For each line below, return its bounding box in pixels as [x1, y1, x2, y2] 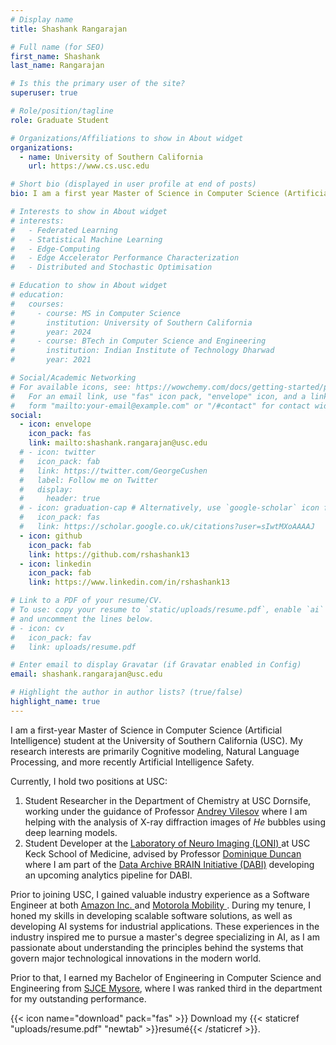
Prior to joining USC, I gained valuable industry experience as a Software [10, 888, 310, 900]
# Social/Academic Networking [10, 373, 137, 383]
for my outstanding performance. [10, 992, 147, 1005]
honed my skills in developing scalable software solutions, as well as [10, 909, 293, 921]
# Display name [10, 14, 74, 25]
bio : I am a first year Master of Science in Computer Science [10, 189, 280, 199]
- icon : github [19, 531, 83, 541]
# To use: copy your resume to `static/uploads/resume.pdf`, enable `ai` [10, 605, 325, 615]
